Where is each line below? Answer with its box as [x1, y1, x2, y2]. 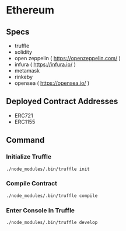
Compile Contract [6, 180, 57, 188]
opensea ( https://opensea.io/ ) [14, 80, 90, 87]
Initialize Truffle [6, 153, 52, 161]
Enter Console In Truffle [6, 206, 75, 214]
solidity [14, 49, 33, 56]
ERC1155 [14, 118, 36, 125]
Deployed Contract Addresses [6, 96, 118, 106]
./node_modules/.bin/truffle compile [6, 192, 98, 199]
